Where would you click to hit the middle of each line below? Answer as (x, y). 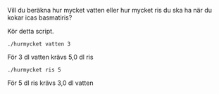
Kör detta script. (31, 31)
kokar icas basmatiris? (40, 18)
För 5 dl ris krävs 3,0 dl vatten (50, 83)
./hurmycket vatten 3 (39, 44)
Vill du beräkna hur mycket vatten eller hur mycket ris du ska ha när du (110, 10)
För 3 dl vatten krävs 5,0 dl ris (50, 57)
